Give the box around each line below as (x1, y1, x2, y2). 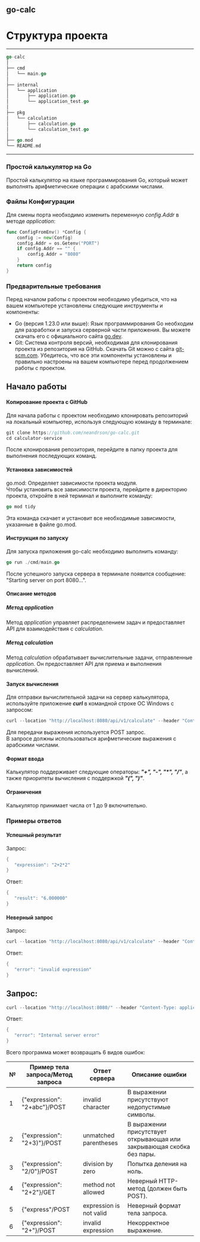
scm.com (14, 352, 38, 359)
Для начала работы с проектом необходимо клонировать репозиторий (6, 412, 189, 419)
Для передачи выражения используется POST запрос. (6, 729, 146, 736)
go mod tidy (6, 503, 36, 510)
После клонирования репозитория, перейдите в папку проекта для (6, 446, 178, 453)
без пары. (127, 1150, 156, 1158)
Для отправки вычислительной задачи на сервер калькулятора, (6, 693, 170, 701)
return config (17, 262, 52, 268)
